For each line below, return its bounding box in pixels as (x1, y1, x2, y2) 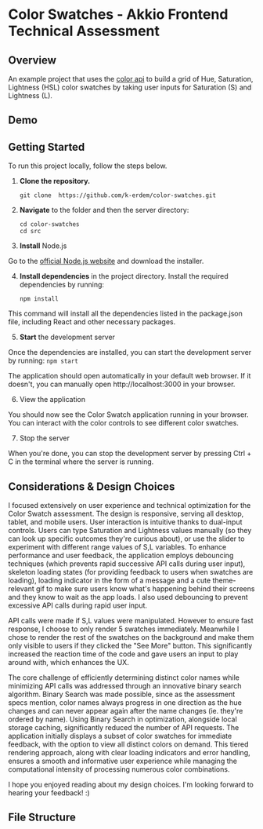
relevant (8, 584, 34, 593)
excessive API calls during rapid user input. (8, 601, 147, 610)
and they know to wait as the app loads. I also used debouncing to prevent (8, 593, 248, 602)
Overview (8, 53, 57, 67)
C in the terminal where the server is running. (8, 457, 154, 466)
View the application (19, 395, 86, 404)
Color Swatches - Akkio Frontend (8, 5, 229, 24)
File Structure (8, 811, 76, 824)
